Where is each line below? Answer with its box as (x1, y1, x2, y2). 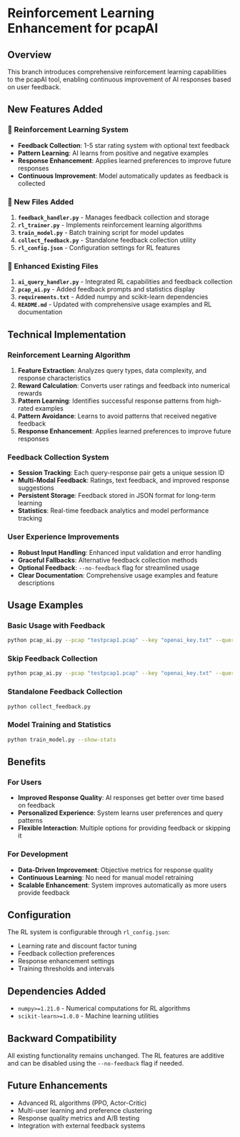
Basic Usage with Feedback (7, 620, 106, 630)
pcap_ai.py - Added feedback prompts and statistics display (17, 285, 195, 294)
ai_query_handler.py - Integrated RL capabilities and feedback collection (17, 277, 233, 286)
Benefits (7, 756, 46, 768)
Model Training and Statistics (7, 720, 111, 730)
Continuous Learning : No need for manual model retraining (17, 873, 194, 881)
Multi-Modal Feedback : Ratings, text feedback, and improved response (17, 476, 230, 485)
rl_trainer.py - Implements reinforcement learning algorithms (17, 220, 202, 229)
